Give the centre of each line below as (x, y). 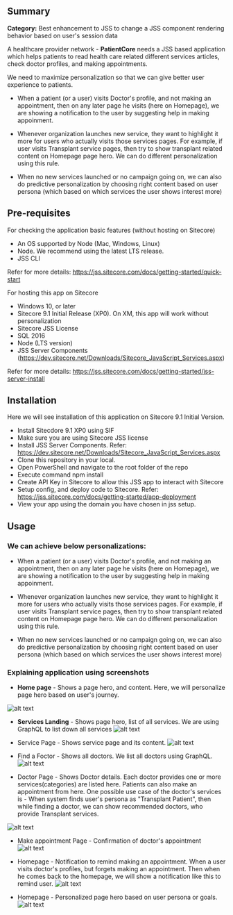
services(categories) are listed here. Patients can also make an (107, 784)
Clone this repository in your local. (66, 460)
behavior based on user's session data (62, 35)
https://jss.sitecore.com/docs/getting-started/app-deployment (106, 497)
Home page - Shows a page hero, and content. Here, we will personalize (121, 688)
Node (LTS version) (45, 343)
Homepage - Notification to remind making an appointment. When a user (121, 862)
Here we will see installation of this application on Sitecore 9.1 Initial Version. (116, 417)
